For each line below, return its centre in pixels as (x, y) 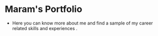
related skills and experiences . (45, 28)
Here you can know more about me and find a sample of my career (83, 23)
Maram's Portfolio (44, 9)
